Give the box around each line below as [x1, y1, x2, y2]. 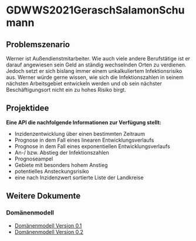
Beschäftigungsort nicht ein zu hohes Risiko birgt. [6, 86, 126, 93]
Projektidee [6, 103, 49, 113]
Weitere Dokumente [6, 191, 81, 201]
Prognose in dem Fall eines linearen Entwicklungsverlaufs [14, 136, 154, 143]
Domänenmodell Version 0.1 [14, 222, 82, 229]
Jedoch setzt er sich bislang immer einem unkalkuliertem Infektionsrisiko [6, 68, 183, 74]
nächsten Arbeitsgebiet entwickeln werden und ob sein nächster [6, 80, 163, 87]
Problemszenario [6, 39, 70, 49]
